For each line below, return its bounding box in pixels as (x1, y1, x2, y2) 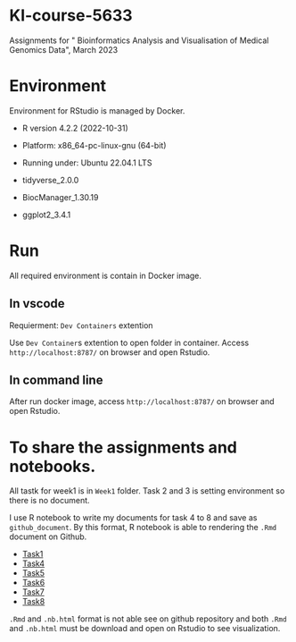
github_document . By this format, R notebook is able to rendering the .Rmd (9, 522, 277, 533)
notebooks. (9, 456, 96, 477)
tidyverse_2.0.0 (21, 174, 79, 185)
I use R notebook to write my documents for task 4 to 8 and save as (9, 512, 258, 523)
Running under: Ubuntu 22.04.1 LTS (21, 157, 152, 168)
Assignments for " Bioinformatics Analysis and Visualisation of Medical (9, 35, 269, 46)
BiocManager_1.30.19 (21, 191, 99, 202)
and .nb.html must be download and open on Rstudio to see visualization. (9, 623, 281, 634)
